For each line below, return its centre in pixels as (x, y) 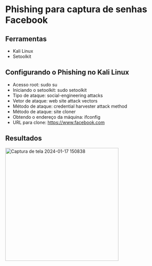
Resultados (24, 138)
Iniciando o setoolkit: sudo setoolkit (50, 90)
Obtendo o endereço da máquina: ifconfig (56, 117)
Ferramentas (26, 39)
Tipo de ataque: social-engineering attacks (58, 95)
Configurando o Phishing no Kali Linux (67, 72)
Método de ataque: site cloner (44, 111)
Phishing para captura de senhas (76, 9)
